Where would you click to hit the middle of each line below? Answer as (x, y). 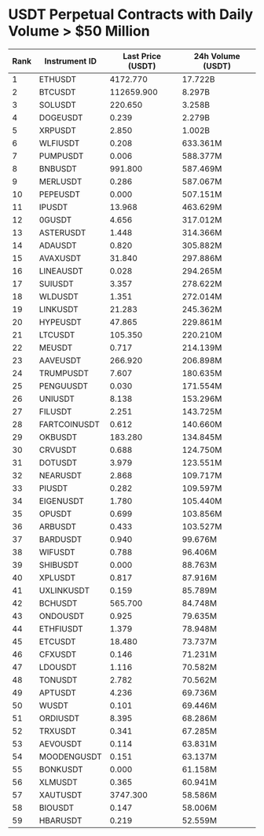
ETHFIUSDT (61, 628)
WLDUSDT (59, 296)
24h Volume (217, 56)
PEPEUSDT (60, 194)
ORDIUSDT (59, 718)
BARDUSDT (60, 539)
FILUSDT (55, 411)
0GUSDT (55, 219)
